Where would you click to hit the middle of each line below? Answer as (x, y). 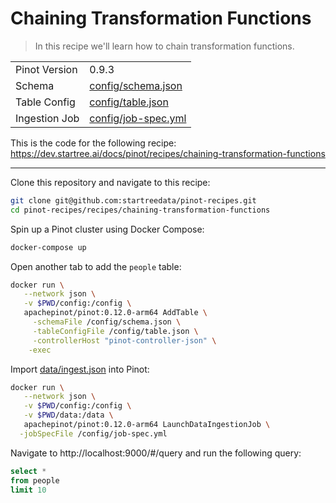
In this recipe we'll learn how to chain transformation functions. (164, 46)
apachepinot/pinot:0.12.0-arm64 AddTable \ (115, 313)
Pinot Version (46, 69)
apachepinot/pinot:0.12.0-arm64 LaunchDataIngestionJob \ (147, 425)
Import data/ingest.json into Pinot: (80, 369)
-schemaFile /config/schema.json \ (107, 322)
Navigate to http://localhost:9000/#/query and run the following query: (156, 453)
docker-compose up (48, 247)
